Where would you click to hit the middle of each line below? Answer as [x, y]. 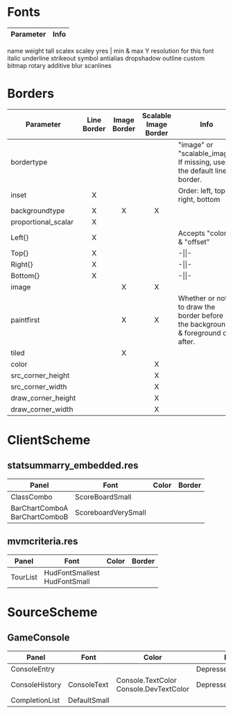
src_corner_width [39, 386]
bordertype [29, 162]
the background [204, 324]
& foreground [199, 332]
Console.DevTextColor [153, 689]
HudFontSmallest [72, 572]
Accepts [192, 233]
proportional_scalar [42, 221]
